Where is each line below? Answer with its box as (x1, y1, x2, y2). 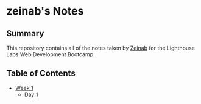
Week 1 (15, 84, 33, 91)
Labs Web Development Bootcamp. (6, 51, 96, 58)
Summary (6, 28, 44, 39)
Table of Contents (6, 68, 76, 79)
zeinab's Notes (6, 4, 84, 18)
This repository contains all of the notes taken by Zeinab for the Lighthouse (6, 44, 195, 51)
